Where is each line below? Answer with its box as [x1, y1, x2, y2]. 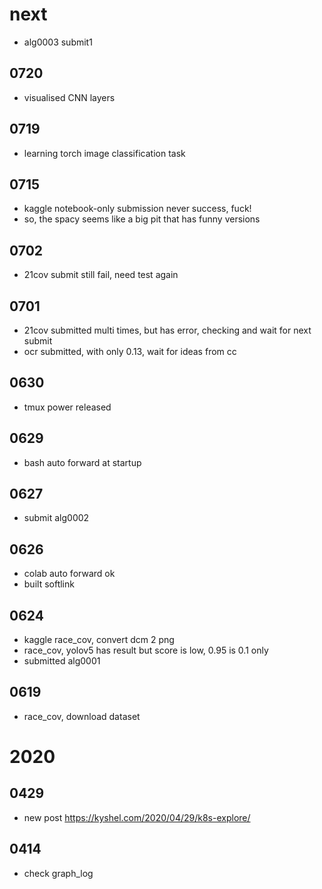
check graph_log [23, 867, 94, 879]
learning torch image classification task [23, 147, 186, 159]
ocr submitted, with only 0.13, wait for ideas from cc [23, 346, 237, 357]
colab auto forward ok [23, 568, 116, 580]
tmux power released [23, 401, 112, 413]
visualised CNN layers [23, 91, 116, 103]
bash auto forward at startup [23, 456, 142, 468]
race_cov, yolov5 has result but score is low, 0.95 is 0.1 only [23, 644, 269, 657]
